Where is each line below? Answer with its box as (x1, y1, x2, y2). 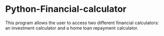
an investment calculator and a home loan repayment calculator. (5, 25, 139, 31)
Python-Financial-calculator (5, 3, 127, 15)
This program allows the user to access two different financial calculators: (5, 20, 159, 26)
